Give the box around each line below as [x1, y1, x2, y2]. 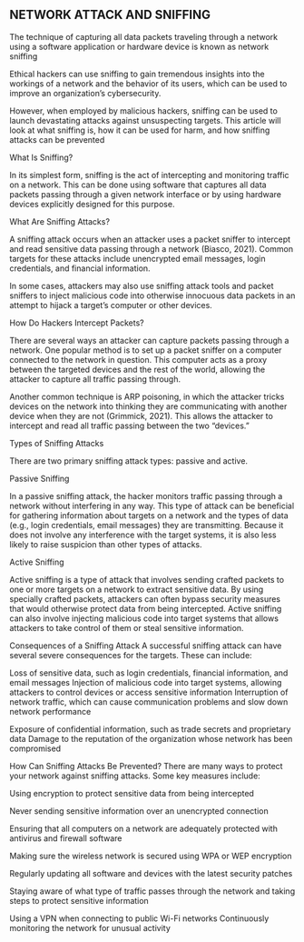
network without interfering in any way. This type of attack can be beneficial [9, 500, 295, 511]
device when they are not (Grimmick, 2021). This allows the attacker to [9, 410, 274, 421]
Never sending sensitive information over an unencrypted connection [9, 805, 270, 817]
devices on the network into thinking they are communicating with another [9, 400, 288, 412]
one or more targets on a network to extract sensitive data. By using [9, 584, 264, 595]
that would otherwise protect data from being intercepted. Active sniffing [9, 603, 282, 614]
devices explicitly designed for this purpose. [9, 198, 175, 209]
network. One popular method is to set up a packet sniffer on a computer [9, 345, 282, 356]
